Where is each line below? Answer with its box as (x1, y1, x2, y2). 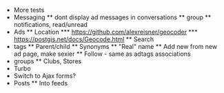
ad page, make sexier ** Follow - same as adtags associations (13, 50, 191, 58)
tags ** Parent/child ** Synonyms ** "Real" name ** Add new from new (13, 43, 218, 50)
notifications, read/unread (13, 21, 88, 28)
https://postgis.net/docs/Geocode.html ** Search (13, 35, 154, 43)
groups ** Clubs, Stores (13, 57, 82, 65)
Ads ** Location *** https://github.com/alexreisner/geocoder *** (13, 28, 198, 36)
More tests (13, 6, 45, 14)
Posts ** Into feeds (13, 79, 68, 87)
